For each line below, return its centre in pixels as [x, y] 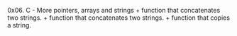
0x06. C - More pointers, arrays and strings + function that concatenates [114, 10]
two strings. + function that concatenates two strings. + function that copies [119, 18]
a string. [20, 25]
